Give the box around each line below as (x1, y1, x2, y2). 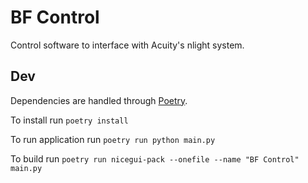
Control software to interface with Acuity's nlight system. (10, 39, 245, 51)
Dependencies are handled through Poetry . (10, 94, 188, 106)
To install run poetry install (10, 114, 129, 126)
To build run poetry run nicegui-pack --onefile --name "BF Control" (10, 152, 300, 165)
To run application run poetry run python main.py (10, 133, 216, 145)
